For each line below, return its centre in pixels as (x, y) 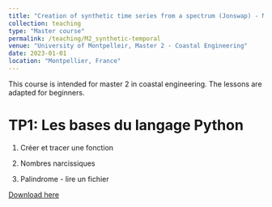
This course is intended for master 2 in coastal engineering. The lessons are (135, 84)
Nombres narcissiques (57, 163)
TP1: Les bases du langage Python (126, 125)
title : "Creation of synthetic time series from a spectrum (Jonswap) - (134, 16)
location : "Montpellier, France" (65, 61)
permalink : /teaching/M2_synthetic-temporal (85, 38)
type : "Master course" (47, 31)
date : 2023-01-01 (38, 53)
